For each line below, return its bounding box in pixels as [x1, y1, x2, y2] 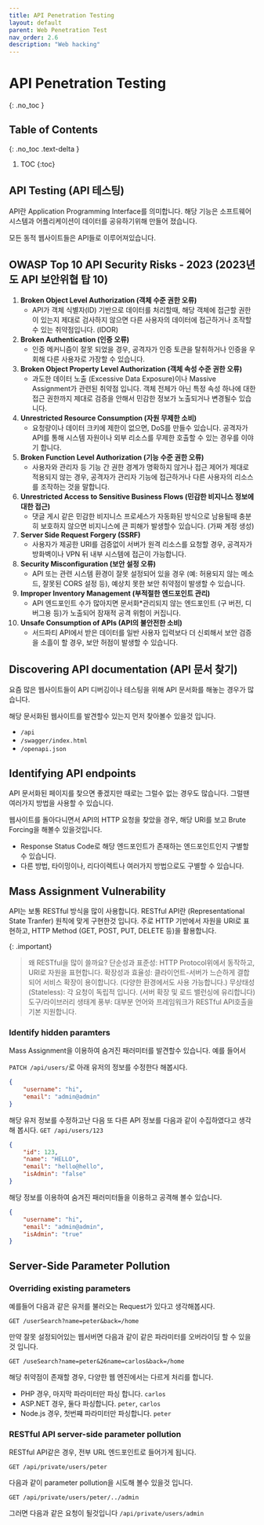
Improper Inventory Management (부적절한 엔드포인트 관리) [20, 588, 211, 598]
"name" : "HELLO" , [23, 1156, 80, 1164]
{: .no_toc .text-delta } [9, 144, 80, 153]
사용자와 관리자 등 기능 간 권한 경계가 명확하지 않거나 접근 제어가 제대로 [31, 462, 250, 471]
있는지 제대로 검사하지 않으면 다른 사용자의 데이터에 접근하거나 [40, 315, 231, 324]
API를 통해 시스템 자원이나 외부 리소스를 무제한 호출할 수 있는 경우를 [31, 433, 240, 442]
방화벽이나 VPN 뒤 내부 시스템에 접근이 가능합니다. [31, 549, 186, 559]
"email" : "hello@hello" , [23, 1163, 104, 1171]
